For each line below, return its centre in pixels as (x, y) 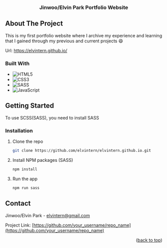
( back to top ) (149, 240)
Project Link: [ (19, 225)
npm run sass (26, 188)
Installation (19, 130)
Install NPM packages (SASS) (43, 160)
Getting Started (30, 106)
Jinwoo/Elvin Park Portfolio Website (84, 7)
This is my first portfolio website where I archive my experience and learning (84, 35)
